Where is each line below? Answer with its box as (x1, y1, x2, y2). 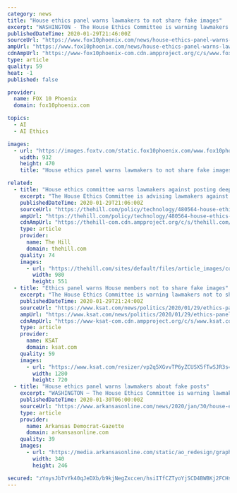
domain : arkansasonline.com (25, 429, 109, 436)
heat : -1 (7, 69, 33, 76)
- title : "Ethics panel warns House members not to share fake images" (13, 285, 229, 292)
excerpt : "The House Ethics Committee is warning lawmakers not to (20, 291, 222, 298)
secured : (7, 475, 33, 482)
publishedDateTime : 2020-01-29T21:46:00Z (7, 30, 131, 37)
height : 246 (32, 462, 68, 469)
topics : (7, 114, 30, 122)
